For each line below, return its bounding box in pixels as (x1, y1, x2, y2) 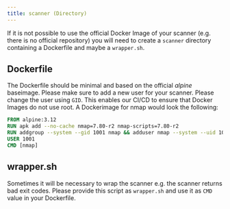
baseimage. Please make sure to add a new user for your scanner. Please (7, 88, 214, 97)
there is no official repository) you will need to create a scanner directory (7, 36, 212, 45)
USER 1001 (7, 136, 36, 143)
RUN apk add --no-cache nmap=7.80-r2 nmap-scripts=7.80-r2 (7, 123, 179, 130)
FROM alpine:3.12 (7, 116, 57, 123)
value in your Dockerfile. (7, 193, 77, 202)
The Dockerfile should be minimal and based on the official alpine (7, 82, 193, 90)
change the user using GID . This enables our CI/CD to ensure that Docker (7, 96, 213, 104)
